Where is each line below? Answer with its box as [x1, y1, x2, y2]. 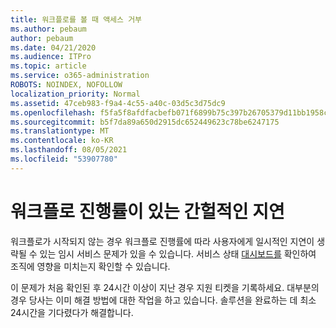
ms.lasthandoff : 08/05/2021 [10, 145, 128, 155]
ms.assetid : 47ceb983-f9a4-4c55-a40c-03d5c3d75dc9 [10, 98, 226, 108]
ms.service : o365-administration [10, 71, 150, 81]
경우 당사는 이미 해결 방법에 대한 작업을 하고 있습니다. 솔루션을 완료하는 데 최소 [10, 294, 317, 306]
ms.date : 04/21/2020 [10, 42, 97, 53]
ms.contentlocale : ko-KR [10, 136, 114, 146]
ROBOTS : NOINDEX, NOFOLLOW [10, 80, 123, 90]
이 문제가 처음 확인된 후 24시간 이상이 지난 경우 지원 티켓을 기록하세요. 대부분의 [10, 281, 320, 293]
